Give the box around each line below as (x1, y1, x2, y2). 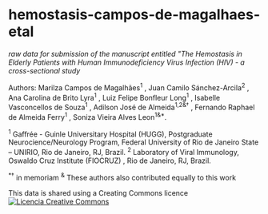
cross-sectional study (8, 65, 81, 75)
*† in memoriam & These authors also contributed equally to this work (8, 171, 237, 182)
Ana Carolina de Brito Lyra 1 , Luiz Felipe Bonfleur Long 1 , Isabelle (8, 91, 221, 102)
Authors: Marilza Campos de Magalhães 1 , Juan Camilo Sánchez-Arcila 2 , (8, 81, 250, 93)
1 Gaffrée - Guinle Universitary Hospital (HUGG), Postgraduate (8, 128, 214, 139)
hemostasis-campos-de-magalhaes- (8, 6, 261, 24)
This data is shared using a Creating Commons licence (8, 188, 189, 197)
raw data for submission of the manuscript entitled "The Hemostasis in (8, 49, 242, 58)
